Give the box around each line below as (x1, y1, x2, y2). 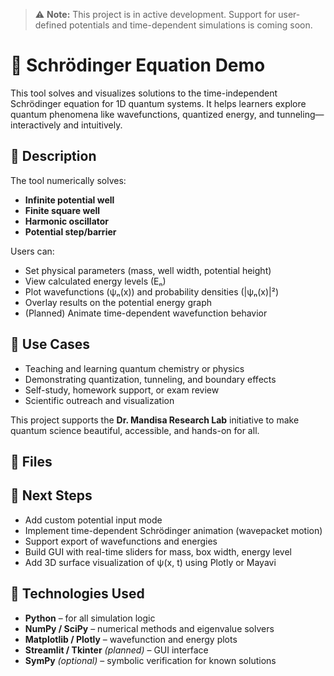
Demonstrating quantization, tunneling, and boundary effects (24, 373, 277, 385)
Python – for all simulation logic (24, 612, 156, 624)
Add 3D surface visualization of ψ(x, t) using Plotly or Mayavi (24, 556, 277, 568)
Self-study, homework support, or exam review (24, 384, 220, 396)
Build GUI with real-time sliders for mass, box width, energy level (24, 545, 292, 558)
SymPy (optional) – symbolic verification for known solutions (24, 654, 277, 666)
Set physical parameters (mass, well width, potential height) (24, 264, 272, 276)
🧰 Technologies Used (10, 585, 145, 603)
